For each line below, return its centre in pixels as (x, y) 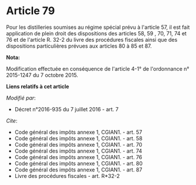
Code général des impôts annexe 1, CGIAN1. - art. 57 (78, 132)
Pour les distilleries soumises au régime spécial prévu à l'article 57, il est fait (98, 27)
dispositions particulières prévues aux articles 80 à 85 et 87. (79, 46)
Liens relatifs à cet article (38, 86)
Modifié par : (21, 98)
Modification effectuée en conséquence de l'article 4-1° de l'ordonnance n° (98, 68)
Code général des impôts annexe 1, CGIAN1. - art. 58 (79, 138)
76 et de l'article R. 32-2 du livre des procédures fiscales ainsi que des (92, 39)
